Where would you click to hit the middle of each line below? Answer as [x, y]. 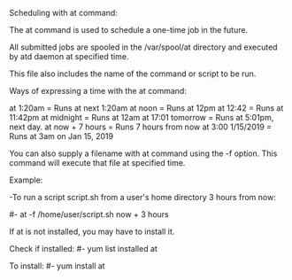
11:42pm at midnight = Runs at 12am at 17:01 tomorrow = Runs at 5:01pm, [142, 117]
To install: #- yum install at [57, 266]
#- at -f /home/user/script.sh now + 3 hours [89, 214]
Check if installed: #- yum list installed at [83, 249]
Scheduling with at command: [63, 13]
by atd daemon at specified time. [69, 56]
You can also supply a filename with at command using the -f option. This [143, 153]
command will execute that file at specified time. [97, 163]
